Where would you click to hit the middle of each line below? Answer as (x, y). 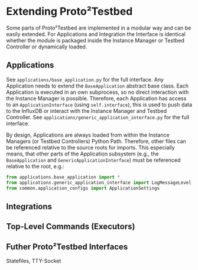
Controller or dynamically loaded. (47, 47)
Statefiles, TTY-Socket (34, 261)
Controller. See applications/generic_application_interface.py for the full (98, 117)
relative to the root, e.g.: (35, 166)
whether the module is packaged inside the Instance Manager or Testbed (95, 40)
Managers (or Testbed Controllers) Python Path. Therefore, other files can (96, 141)
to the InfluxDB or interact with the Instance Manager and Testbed (87, 110)
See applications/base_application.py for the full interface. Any (85, 79)
